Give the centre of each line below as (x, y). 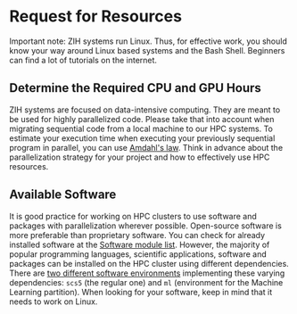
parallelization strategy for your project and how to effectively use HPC (140, 157)
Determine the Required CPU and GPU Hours (135, 88)
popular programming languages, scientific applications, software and (138, 254)
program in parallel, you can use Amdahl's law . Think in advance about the (146, 147)
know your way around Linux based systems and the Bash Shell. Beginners (147, 50)
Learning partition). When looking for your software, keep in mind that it (141, 292)
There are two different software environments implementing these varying (147, 273)
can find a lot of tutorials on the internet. (83, 60)
